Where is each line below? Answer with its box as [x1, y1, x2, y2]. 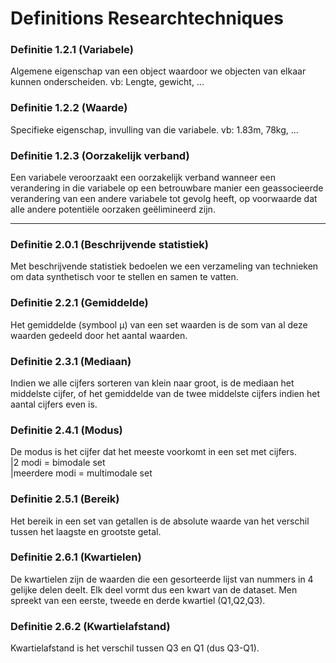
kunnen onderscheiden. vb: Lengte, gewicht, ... [10, 76, 205, 88]
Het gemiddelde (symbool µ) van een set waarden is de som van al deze [10, 318, 308, 331]
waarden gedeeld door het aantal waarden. [10, 329, 188, 341]
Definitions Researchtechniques [10, 7, 284, 30]
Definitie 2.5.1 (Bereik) [10, 492, 120, 506]
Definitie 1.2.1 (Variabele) [10, 43, 134, 57]
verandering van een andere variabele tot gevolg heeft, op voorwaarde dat [10, 193, 318, 205]
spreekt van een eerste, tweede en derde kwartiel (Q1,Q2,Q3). [10, 594, 266, 606]
